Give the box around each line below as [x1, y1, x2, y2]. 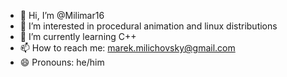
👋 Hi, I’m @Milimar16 [19, 10, 105, 21]
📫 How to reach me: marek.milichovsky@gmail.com [19, 42, 236, 54]
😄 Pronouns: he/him [19, 56, 105, 68]
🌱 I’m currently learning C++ [19, 31, 137, 42]
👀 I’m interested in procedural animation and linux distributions [19, 20, 278, 32]
